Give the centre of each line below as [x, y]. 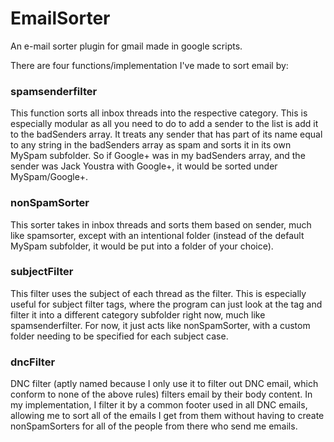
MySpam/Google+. [49, 177]
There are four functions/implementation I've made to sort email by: [149, 65]
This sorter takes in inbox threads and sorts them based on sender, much [161, 224]
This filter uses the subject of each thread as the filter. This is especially [158, 293]
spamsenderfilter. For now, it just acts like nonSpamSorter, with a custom [160, 325]
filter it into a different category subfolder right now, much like [138, 314]
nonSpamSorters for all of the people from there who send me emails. [154, 426]
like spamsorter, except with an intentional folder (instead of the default [157, 235]
